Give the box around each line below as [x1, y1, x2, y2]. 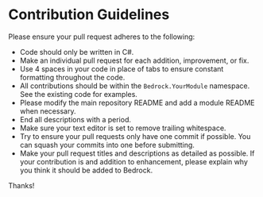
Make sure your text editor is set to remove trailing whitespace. [19, 123, 226, 133]
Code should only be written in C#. [19, 47, 134, 56]
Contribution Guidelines [8, 6, 170, 24]
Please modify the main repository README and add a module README [19, 98, 255, 107]
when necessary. [19, 106, 76, 116]
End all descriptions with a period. [19, 114, 132, 124]
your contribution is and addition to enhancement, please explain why [19, 156, 249, 166]
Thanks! [8, 180, 35, 190]
